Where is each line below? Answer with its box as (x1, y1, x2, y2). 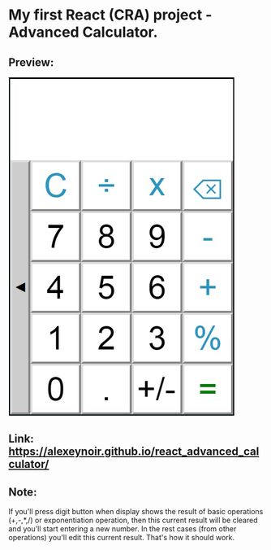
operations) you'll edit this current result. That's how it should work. (8, 533, 235, 543)
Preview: (8, 55, 54, 69)
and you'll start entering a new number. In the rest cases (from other (8, 524, 237, 534)
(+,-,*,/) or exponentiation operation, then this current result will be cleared (8, 515, 258, 526)
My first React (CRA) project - (8, 6, 213, 24)
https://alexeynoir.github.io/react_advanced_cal (8, 445, 260, 459)
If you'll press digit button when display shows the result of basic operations (8, 507, 264, 517)
